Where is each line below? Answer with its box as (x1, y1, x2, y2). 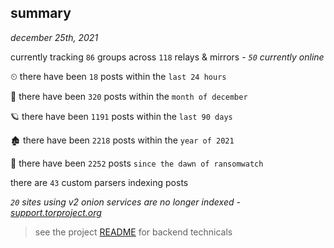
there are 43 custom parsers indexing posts (10, 176, 189, 188)
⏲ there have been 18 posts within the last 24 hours (10, 70, 227, 82)
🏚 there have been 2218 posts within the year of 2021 (10, 134, 235, 146)
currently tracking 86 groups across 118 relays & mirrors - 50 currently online (10, 51, 325, 63)
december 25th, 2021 (10, 31, 99, 43)
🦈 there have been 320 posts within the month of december (10, 90, 248, 102)
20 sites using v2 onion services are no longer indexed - (10, 196, 241, 208)
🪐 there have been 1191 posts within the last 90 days (10, 110, 233, 122)
